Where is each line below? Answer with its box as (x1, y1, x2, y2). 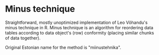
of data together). (5, 35, 41, 41)
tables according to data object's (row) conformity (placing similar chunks (5, 30, 154, 36)
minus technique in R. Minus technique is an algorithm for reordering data (5, 24, 154, 30)
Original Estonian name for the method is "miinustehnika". (5, 44, 121, 50)
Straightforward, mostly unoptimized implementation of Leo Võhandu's (5, 19, 148, 25)
